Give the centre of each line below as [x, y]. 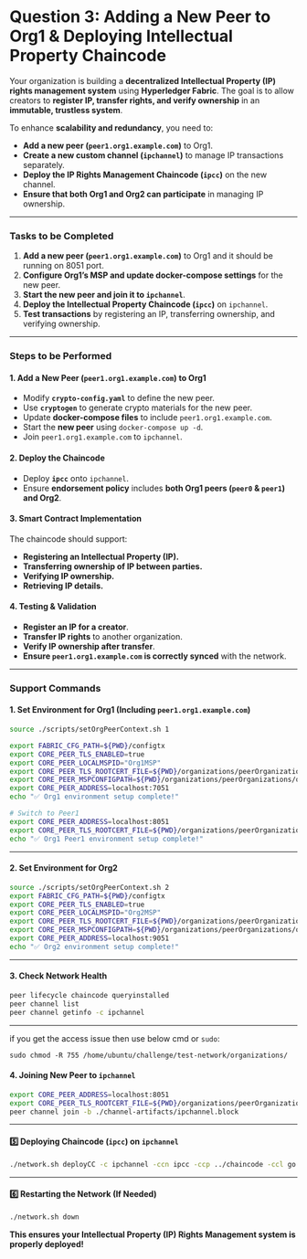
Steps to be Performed [61, 356]
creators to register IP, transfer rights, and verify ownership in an [135, 100]
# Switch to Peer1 [44, 814]
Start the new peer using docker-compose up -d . [113, 428]
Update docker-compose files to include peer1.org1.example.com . [147, 418]
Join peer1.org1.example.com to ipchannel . [102, 437]
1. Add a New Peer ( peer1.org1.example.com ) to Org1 [108, 377]
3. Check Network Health [58, 976]
